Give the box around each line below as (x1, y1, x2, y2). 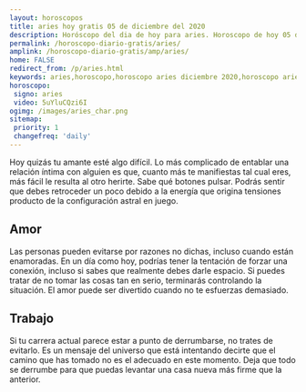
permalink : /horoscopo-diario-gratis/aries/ (9, 38, 181, 48)
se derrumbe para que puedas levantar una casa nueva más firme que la (9, 364, 282, 375)
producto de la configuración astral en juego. (9, 195, 179, 206)
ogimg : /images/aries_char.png (9, 106, 128, 116)
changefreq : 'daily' (13, 132, 92, 141)
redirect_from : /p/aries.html (9, 65, 125, 74)
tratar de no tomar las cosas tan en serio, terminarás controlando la (9, 275, 262, 286)
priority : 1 (13, 124, 59, 133)
